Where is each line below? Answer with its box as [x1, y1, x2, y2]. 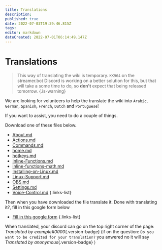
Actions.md [12, 137, 36, 143]
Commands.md [12, 142, 43, 148]
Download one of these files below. [5, 122, 77, 128]
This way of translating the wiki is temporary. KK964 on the [17, 72, 135, 78]
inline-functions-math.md [12, 163, 65, 169]
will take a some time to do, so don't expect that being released [17, 83, 147, 89]
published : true [5, 16, 38, 21]
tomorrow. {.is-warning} [17, 88, 66, 94]
